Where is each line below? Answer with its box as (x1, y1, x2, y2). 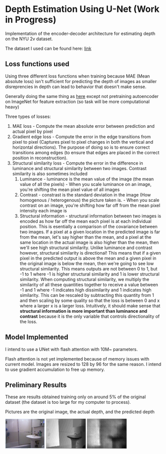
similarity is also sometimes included (12, 171, 88, 177)
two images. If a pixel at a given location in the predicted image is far (19, 229, 160, 235)
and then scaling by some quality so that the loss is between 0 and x (19, 297, 160, 303)
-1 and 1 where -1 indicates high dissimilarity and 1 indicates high (19, 287, 152, 293)
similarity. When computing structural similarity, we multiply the (19, 276, 150, 282)
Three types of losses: (5, 113, 51, 119)
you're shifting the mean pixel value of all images (19, 186, 120, 192)
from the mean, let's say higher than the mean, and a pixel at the (19, 234, 152, 240)
